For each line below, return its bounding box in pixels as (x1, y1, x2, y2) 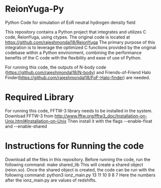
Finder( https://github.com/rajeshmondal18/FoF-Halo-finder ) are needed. (5, 75, 150, 80)
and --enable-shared (5, 123, 47, 129)
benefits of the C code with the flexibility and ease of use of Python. (5, 55, 142, 60)
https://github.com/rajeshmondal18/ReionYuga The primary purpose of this (5, 39, 156, 45)
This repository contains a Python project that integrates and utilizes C (5, 29, 146, 35)
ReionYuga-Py (5, 3, 64, 15)
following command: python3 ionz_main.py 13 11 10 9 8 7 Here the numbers (5, 172, 156, 178)
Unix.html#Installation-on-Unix (5, 118, 67, 124)
